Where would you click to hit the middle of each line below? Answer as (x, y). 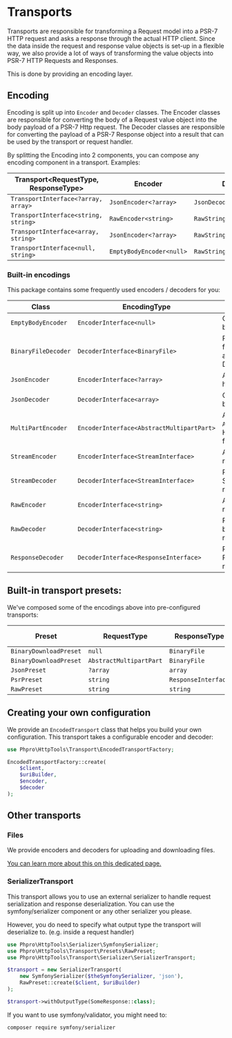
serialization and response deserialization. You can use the (91, 904)
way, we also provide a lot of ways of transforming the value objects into (110, 53)
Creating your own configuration (79, 713)
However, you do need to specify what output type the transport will (104, 924)
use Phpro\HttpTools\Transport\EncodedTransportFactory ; (91, 749)
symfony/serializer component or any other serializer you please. (99, 911)
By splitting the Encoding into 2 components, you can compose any (103, 155)
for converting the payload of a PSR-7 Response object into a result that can (116, 134)
